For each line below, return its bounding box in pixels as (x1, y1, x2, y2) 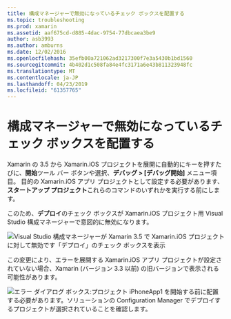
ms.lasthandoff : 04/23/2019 (7, 81, 88, 88)
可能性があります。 (7, 273, 61, 281)
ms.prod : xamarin (7, 23, 57, 30)
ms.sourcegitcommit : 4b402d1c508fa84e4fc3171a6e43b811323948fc (7, 61, 193, 68)
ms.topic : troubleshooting (7, 17, 85, 23)
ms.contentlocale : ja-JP (7, 74, 79, 81)
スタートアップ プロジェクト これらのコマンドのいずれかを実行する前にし (7, 186, 214, 194)
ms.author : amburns (7, 42, 63, 49)
